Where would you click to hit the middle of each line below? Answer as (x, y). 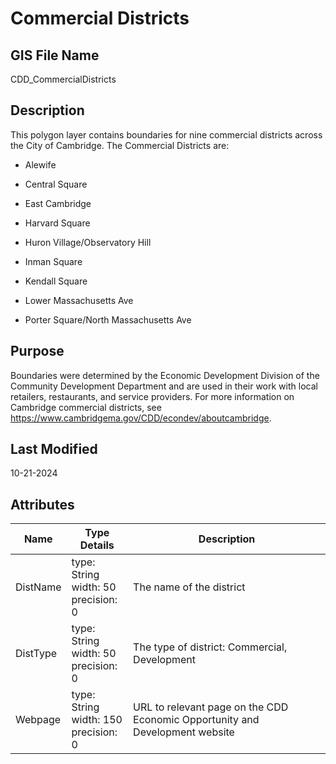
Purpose (37, 351)
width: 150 (97, 720)
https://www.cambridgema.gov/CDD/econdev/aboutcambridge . (141, 418)
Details (97, 545)
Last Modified (54, 449)
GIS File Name (55, 55)
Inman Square (53, 261)
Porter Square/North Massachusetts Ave (108, 319)
